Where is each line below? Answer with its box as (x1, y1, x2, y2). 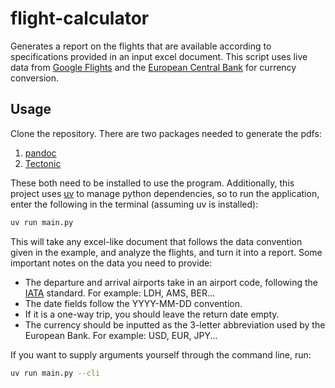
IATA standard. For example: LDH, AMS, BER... (24, 287, 216, 299)
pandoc (24, 147, 57, 159)
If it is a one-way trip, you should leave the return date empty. (24, 308, 280, 320)
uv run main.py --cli (10, 368, 101, 378)
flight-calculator (10, 7, 150, 30)
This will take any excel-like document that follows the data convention (10, 235, 303, 247)
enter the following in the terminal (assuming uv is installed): (10, 198, 259, 210)
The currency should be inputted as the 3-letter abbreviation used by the (24, 318, 326, 331)
